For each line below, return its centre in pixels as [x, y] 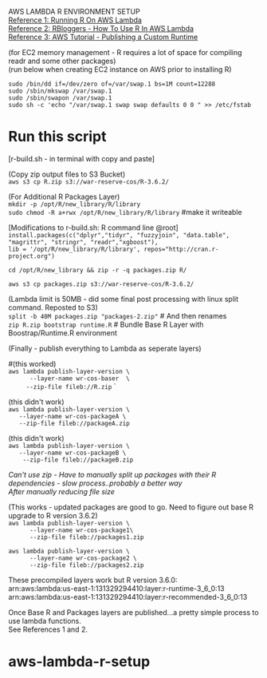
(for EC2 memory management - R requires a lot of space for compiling [125, 52]
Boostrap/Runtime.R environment [63, 333]
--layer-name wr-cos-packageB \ [73, 453]
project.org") [32, 256]
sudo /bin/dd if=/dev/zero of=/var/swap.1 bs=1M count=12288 [112, 84]
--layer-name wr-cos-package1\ [81, 530]
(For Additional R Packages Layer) [64, 196]
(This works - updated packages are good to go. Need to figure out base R [131, 507]
